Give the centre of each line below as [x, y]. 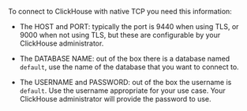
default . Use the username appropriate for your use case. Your [123, 91]
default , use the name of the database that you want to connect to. [129, 67]
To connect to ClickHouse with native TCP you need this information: [120, 11]
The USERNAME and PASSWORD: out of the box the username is [125, 82]
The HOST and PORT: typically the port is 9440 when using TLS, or [129, 26]
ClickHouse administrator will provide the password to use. [115, 99]
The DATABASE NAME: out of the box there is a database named [125, 59]
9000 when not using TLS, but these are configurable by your [120, 35]
